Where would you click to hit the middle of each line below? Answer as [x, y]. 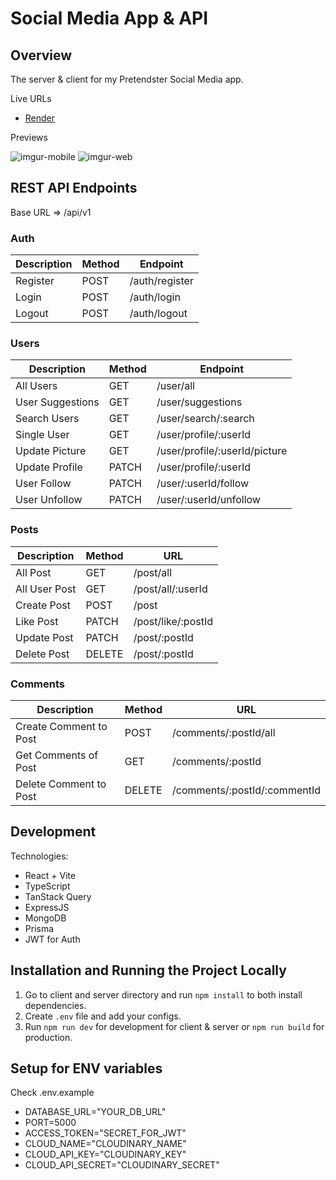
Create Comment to [61, 726]
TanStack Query [58, 896]
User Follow [43, 484]
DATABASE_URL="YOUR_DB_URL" [95, 1112]
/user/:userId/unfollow [208, 500]
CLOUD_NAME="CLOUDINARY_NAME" [105, 1144]
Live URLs [31, 98]
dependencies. [55, 1005]
